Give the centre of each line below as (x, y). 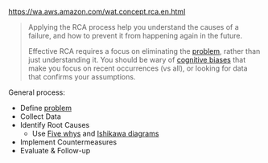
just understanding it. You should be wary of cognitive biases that (137, 60)
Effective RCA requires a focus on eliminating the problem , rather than (144, 51)
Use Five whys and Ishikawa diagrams (95, 133)
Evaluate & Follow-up (55, 151)
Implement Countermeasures (68, 142)
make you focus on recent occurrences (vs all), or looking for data (138, 68)
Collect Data (41, 116)
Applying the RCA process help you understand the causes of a (133, 27)
